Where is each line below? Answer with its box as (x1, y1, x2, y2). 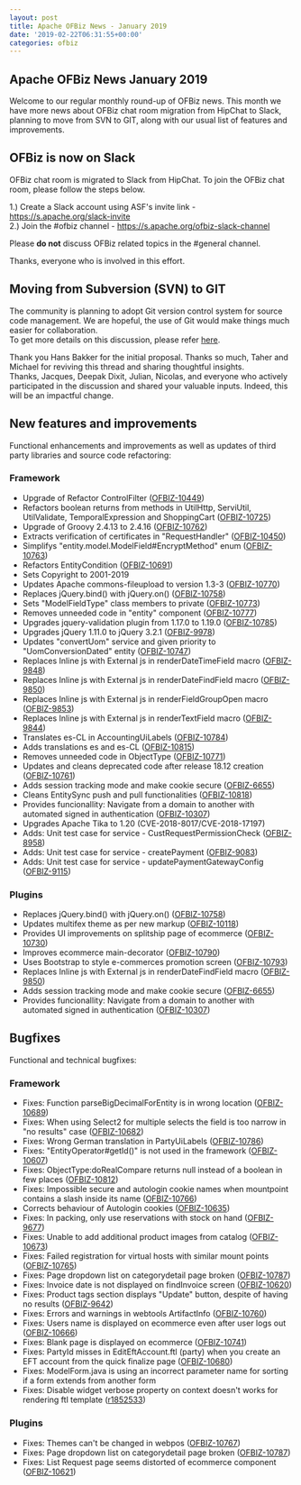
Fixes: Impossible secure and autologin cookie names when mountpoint (22, 1184, 289, 1195)
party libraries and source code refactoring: (9, 450, 171, 460)
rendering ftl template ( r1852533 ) (22, 1394, 146, 1406)
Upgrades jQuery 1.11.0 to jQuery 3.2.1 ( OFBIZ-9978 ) (22, 626, 215, 637)
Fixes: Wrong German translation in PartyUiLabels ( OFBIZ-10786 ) (22, 1136, 264, 1147)
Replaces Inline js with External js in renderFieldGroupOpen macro (22, 693, 269, 704)
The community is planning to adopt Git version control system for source (9, 305, 283, 316)
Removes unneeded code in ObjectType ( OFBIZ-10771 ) (22, 751, 226, 761)
